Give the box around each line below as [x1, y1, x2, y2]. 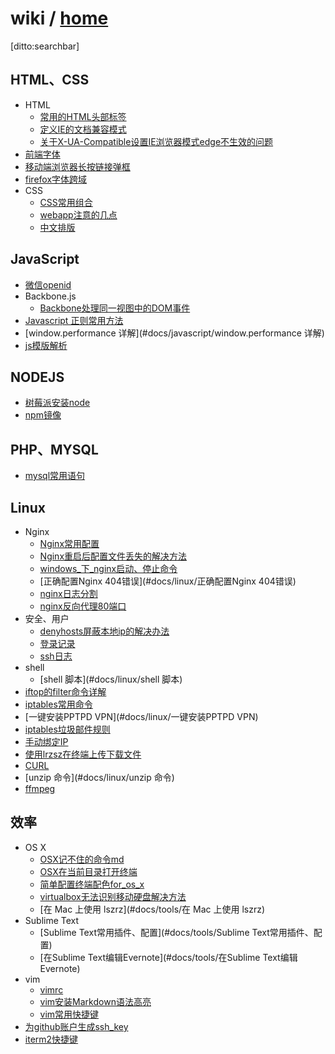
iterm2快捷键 [24, 1033, 79, 1045]
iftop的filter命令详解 [24, 686, 107, 697]
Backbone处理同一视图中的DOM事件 [39, 302, 191, 314]
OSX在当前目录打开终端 [39, 865, 138, 877]
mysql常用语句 [24, 470, 86, 482]
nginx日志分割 [39, 588, 98, 599]
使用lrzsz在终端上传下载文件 [24, 748, 142, 760]
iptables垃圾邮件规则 [24, 723, 111, 735]
